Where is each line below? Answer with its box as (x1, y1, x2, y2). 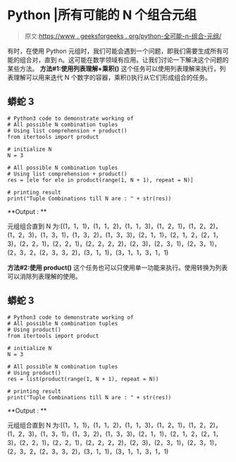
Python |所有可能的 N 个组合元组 (7, 7, 197, 23)
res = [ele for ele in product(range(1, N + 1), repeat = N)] (7, 176, 194, 184)
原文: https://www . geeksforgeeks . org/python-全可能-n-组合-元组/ (24, 32, 222, 40)
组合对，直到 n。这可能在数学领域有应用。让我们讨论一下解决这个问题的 (19, 55, 229, 64)
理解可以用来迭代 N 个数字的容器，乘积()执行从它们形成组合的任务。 (13, 73, 211, 82)
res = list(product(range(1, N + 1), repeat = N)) (7, 375, 159, 382)
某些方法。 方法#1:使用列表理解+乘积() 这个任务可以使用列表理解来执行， (7, 64, 220, 73)
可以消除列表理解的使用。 (7, 272, 82, 280)
